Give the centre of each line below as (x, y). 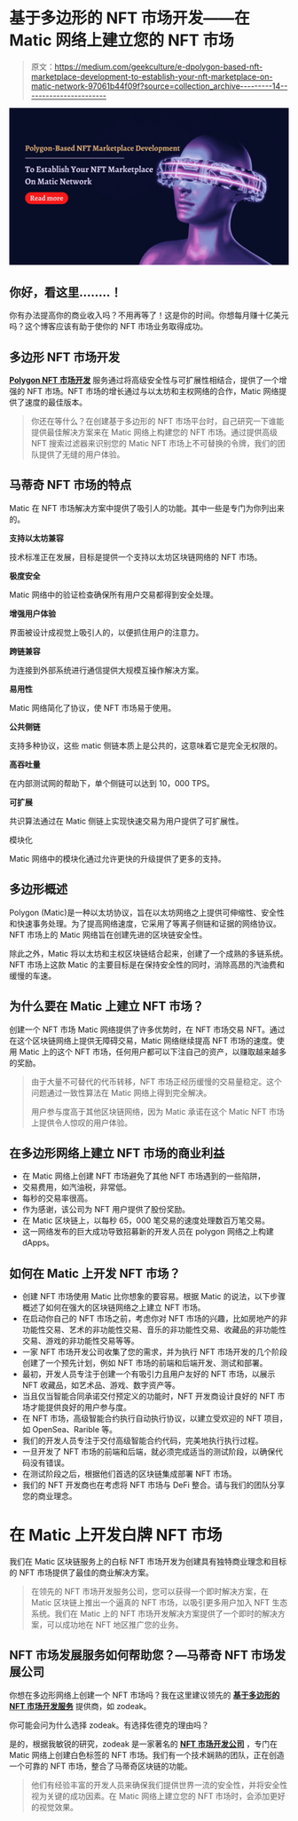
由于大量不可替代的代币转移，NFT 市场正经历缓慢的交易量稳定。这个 (156, 1081)
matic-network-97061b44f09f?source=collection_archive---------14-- (159, 86)
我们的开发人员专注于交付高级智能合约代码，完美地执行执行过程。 (142, 1441)
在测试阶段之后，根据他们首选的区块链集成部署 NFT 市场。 (129, 1474)
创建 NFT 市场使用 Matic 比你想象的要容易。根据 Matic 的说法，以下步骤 (154, 1297)
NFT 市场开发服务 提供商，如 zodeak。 (80, 1706)
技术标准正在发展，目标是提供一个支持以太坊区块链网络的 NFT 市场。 (136, 556)
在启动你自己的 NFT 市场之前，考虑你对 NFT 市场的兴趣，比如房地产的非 (155, 1319)
